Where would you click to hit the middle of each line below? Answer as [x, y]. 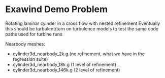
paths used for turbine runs [34, 34]
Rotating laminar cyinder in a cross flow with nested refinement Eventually [83, 23]
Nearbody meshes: [25, 44]
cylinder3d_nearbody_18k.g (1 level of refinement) [64, 64]
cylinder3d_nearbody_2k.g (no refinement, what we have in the [78, 54]
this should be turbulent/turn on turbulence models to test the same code [82, 28]
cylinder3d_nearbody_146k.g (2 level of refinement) [66, 70]
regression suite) [30, 59]
